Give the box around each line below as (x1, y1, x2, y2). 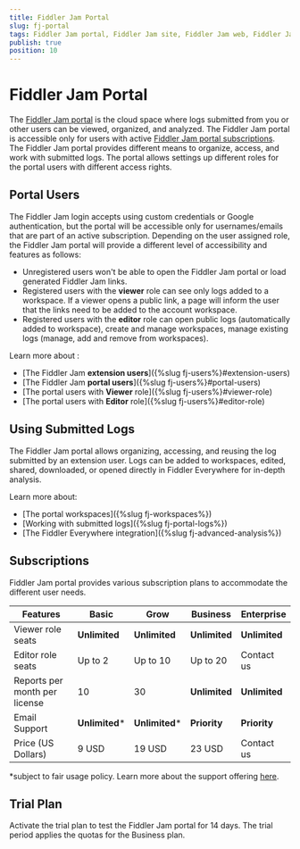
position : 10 (9, 46, 58, 55)
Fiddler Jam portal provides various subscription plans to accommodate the (9, 577, 288, 587)
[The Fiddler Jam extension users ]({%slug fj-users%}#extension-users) (21, 367, 290, 378)
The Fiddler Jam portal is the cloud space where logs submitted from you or (9, 114, 289, 125)
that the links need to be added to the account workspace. (21, 304, 238, 315)
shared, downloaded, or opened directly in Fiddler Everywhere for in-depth (9, 464, 286, 475)
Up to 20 (190, 653, 228, 666)
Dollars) (13, 747, 47, 760)
